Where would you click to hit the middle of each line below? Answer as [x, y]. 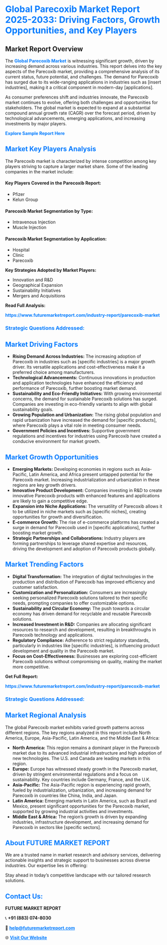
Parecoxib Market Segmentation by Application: [56, 239]
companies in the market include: [39, 171]
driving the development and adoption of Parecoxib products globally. [84, 549]
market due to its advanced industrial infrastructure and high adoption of [87, 753]
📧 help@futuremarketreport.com [40, 928]
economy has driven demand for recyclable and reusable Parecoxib [82, 614]
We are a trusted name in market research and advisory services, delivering [83, 855]
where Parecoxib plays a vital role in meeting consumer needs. [77, 425]
